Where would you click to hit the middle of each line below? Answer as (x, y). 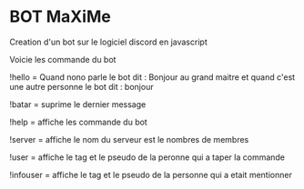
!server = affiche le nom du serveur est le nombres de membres (129, 139)
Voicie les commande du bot (63, 59)
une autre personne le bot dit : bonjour (81, 86)
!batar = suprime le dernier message (78, 104)
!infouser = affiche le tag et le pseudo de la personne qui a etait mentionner (151, 174)
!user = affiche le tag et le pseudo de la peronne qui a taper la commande (147, 157)
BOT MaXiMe (60, 17)
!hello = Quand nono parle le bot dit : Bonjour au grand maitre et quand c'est (152, 77)
